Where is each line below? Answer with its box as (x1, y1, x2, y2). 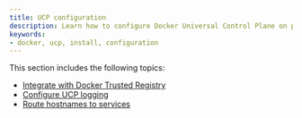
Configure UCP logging (22, 89, 109, 100)
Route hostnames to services (22, 99, 130, 110)
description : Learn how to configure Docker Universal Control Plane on (9, 21, 288, 30)
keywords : (9, 29, 47, 38)
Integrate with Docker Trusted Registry (22, 80, 166, 90)
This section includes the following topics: (9, 63, 165, 73)
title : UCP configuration (9, 13, 106, 22)
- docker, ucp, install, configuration (9, 38, 159, 47)
